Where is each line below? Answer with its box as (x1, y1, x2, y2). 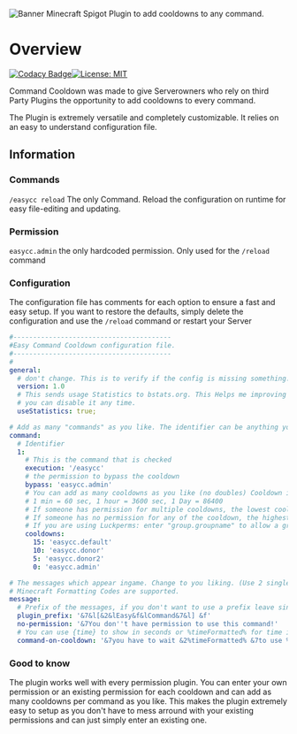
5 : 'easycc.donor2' (32, 554, 104, 563)
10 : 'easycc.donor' (32, 547, 104, 555)
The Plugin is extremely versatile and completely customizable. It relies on (9, 111, 279, 123)
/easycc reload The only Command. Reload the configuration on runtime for (9, 194, 286, 204)
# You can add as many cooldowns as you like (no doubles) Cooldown (25, 488, 283, 497)
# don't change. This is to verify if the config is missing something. (17, 374, 291, 383)
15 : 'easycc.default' (32, 538, 113, 547)
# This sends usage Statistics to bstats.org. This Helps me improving (17, 390, 287, 400)
